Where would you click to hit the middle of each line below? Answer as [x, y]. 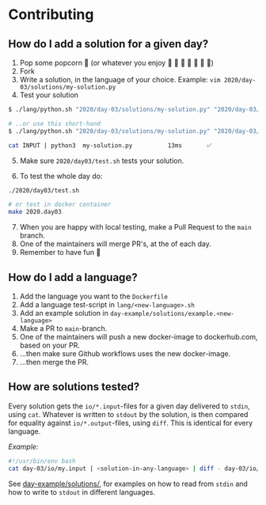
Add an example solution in [64, 313]
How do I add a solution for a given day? [108, 44]
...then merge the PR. [54, 362]
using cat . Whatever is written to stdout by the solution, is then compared [128, 414]
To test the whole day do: [61, 176]
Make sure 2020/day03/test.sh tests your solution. [102, 161]
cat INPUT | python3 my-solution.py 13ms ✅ [110, 145]
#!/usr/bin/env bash [42, 461]
